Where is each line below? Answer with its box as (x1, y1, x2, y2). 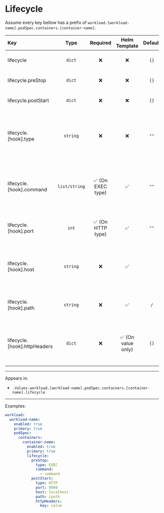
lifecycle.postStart (7, 97, 49, 103)
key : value (40, 503, 62, 508)
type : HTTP (36, 481, 58, 486)
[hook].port (7, 227, 34, 234)
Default (143, 39, 161, 46)
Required (89, 39, 111, 46)
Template (116, 42, 139, 49)
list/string (57, 184, 85, 189)
